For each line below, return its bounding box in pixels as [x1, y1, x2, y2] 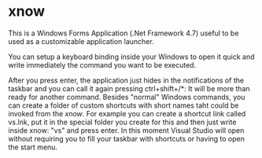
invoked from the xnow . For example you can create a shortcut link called [8, 108, 246, 118]
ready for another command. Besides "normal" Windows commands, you [8, 92, 245, 101]
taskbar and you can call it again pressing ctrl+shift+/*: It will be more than [8, 83, 250, 93]
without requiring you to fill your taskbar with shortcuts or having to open [8, 134, 245, 143]
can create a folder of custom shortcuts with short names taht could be [8, 101, 239, 110]
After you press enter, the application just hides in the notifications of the [8, 75, 245, 85]
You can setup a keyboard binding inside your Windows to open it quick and [8, 52, 255, 61]
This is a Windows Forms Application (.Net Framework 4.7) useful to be [8, 28, 239, 38]
